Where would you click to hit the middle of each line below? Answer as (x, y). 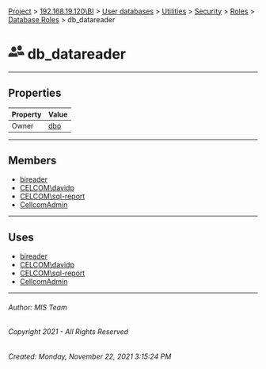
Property (27, 114)
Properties (35, 92)
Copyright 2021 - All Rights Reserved (68, 332)
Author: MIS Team (38, 307)
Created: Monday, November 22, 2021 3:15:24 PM (90, 356)
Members (32, 160)
